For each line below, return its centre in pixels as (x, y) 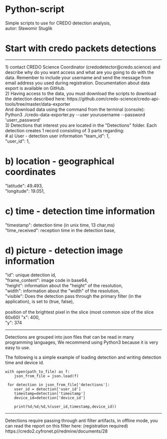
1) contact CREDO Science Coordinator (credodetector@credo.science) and (83, 67)
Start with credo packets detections (81, 49)
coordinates (31, 172)
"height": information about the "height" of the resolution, (64, 285)
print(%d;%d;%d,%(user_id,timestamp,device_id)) (65, 407)
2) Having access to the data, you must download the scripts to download (81, 93)
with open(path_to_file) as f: (38, 372)
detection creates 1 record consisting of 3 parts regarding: (65, 130)
